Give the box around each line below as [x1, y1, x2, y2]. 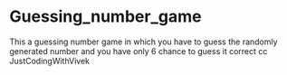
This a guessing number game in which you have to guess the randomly [9, 36, 278, 47]
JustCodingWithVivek [9, 55, 91, 66]
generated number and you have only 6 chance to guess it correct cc [9, 45, 268, 56]
